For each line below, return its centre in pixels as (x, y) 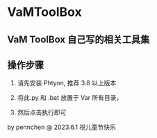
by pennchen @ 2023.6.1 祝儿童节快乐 (62, 127)
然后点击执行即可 (42, 112)
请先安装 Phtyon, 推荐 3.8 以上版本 (67, 83)
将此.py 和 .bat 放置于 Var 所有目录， (70, 98)
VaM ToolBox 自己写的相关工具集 (78, 39)
